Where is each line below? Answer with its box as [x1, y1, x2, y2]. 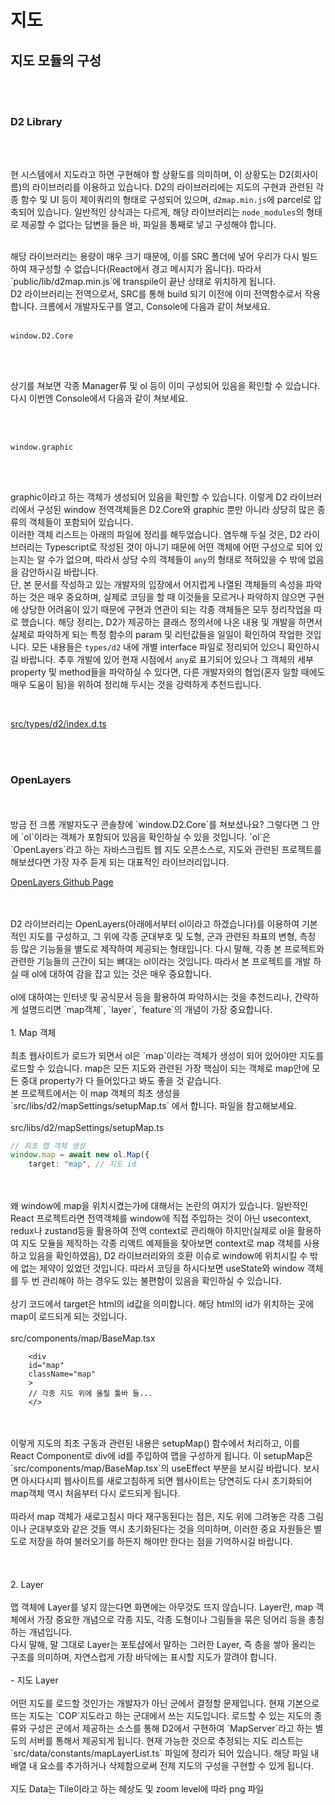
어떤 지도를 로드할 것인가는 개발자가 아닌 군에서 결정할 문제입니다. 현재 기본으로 [10, 1697, 320, 1710]
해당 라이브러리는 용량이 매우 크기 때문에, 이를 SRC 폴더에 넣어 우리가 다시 [10, 251, 300, 263]
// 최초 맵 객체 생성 [10, 1141, 86, 1151]
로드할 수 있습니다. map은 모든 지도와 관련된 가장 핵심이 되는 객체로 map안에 [10, 1062, 310, 1074]
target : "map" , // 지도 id [28, 1159, 137, 1170]
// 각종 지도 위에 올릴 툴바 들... [28, 1389, 153, 1399]
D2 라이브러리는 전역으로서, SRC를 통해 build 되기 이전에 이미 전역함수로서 [10, 288, 303, 300]
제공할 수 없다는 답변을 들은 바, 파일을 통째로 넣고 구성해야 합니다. [20, 219, 277, 231]
